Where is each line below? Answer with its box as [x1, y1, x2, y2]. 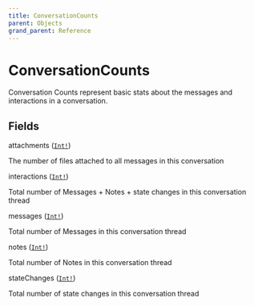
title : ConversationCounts [8, 11, 99, 20]
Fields [8, 119, 40, 133]
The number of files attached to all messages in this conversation [8, 156, 224, 166]
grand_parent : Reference [8, 26, 91, 34]
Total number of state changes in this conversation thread [8, 289, 200, 299]
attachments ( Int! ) [8, 141, 71, 151]
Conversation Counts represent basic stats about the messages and [8, 87, 233, 97]
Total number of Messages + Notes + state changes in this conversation [8, 187, 247, 197]
